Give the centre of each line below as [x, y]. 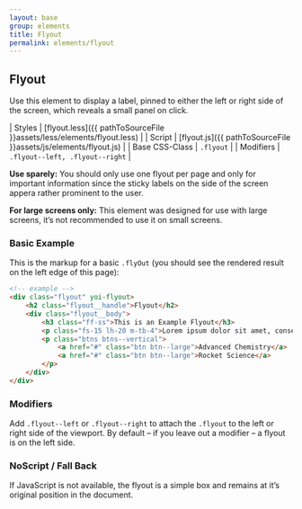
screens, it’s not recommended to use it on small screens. [116, 220]
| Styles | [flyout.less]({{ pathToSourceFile [87, 128]
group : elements [40, 26]
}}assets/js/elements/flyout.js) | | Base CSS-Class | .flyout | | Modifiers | [145, 147]
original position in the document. [71, 495]
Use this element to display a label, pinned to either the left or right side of [147, 101]
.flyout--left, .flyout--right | [71, 156]
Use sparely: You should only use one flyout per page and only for [133, 174]
